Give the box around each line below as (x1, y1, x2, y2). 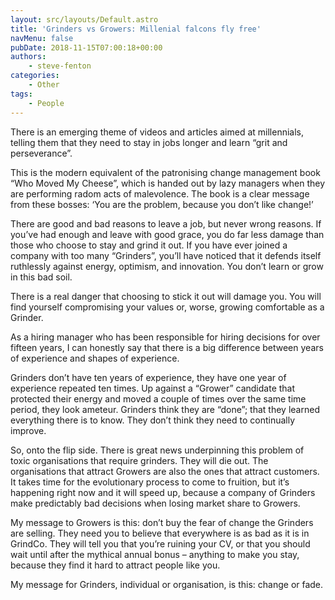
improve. (10, 424, 47, 436)
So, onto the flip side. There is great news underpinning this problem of (10, 444, 305, 456)
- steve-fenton (28, 61, 92, 71)
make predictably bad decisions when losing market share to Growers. (10, 497, 301, 509)
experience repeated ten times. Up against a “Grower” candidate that (10, 382, 296, 394)
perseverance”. (10, 147, 73, 159)
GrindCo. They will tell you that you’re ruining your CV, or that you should (10, 537, 311, 550)
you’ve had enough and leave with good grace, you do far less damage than (10, 228, 325, 240)
